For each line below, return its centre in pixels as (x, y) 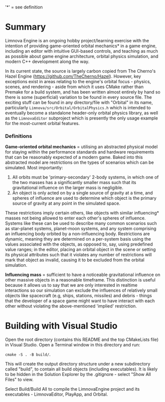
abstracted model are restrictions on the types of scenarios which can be (80, 162)
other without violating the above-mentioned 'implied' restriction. (71, 306)
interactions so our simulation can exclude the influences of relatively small (81, 290)
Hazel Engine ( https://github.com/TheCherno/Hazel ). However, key (73, 76)
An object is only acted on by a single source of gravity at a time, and (82, 193)
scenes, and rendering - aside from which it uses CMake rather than (74, 87)
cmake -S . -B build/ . (28, 354)
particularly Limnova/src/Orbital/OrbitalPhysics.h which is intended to (78, 107)
